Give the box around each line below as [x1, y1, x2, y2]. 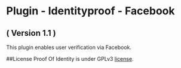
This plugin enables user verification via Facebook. [6, 44, 132, 51]
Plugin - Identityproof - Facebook [6, 4, 175, 18]
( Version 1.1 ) [6, 28, 56, 38]
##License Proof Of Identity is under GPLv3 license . [6, 55, 134, 62]
